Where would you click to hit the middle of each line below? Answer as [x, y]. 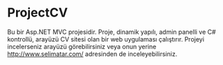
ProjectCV [38, 13]
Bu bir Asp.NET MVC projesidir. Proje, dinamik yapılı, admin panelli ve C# [111, 32]
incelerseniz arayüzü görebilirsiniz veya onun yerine [82, 46]
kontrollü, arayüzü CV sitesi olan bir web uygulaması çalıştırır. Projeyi [106, 39]
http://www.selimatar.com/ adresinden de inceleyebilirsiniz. [92, 54]
